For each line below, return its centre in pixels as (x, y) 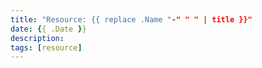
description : (37, 38)
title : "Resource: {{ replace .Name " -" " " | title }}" (131, 19)
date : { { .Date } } (48, 29)
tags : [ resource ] (46, 47)
